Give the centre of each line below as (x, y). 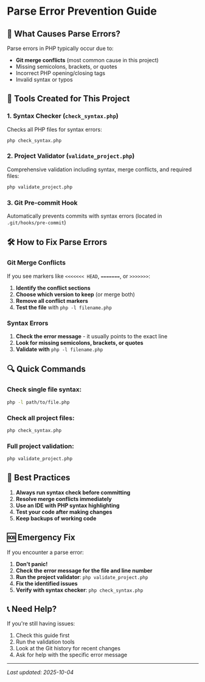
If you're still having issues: (41, 623)
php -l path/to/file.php (38, 402)
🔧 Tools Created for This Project (68, 99)
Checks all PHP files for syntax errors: (54, 129)
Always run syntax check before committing (73, 492)
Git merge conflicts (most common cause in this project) (87, 60)
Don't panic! (32, 564)
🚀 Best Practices (39, 478)
